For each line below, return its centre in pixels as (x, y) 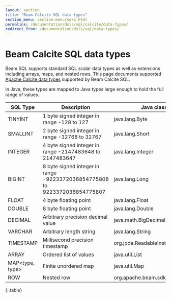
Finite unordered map (68, 266)
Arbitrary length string (69, 232)
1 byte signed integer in (71, 116)
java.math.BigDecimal (139, 220)
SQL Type (23, 107)
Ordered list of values (68, 255)
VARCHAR (20, 232)
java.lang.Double (134, 209)
